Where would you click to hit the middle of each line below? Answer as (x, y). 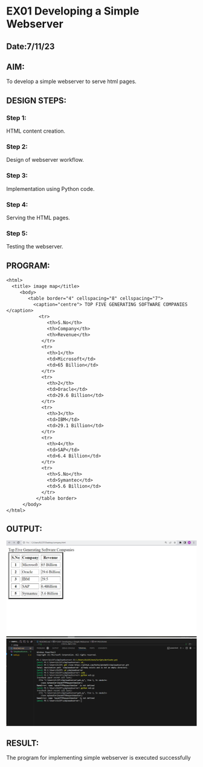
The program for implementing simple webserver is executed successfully (99, 757)
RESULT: (23, 743)
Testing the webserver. (35, 247)
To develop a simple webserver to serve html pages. (72, 81)
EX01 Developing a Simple (73, 11)
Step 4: (17, 204)
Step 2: (17, 147)
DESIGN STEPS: (37, 100)
